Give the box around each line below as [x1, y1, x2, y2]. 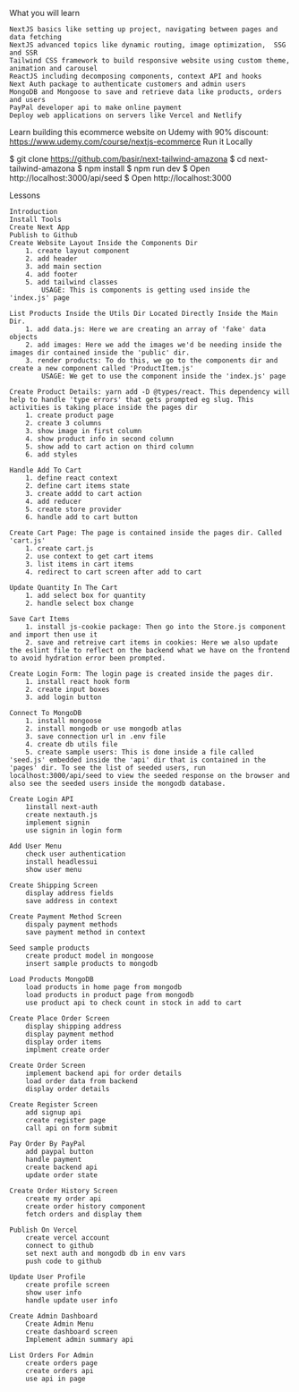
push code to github [25, 1257, 102, 1266]
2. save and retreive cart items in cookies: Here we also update [25, 638, 278, 647]
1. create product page [25, 411, 115, 420]
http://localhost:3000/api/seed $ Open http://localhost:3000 [9, 173, 232, 183]
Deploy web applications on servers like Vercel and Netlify [9, 111, 243, 120]
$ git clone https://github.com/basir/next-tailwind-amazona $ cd [9, 154, 247, 164]
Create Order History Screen [9, 1186, 118, 1195]
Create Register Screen [9, 1100, 98, 1109]
